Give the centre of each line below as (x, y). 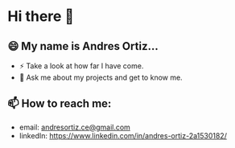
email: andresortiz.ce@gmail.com (74, 127)
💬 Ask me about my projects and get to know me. (101, 77)
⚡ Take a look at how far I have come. (81, 66)
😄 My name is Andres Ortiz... (83, 46)
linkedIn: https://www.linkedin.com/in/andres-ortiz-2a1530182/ (123, 135)
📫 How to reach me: (60, 104)
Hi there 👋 (41, 16)
